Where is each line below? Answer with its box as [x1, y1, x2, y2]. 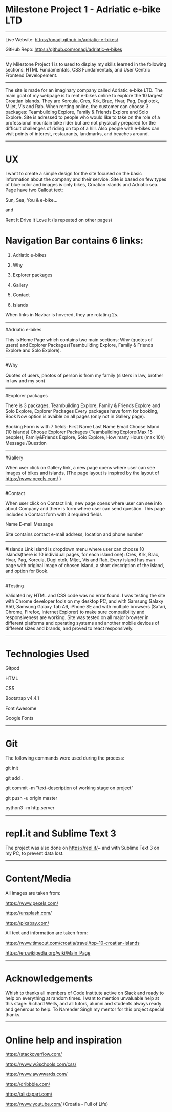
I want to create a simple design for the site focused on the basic [5, 170, 142, 176]
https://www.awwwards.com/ [5, 1071, 68, 1078]
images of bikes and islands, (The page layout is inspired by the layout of [5, 470, 160, 476]
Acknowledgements [5, 973, 93, 984]
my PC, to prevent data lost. [5, 850, 64, 856]
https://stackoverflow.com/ [5, 1051, 62, 1057]
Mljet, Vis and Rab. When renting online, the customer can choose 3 [5, 103, 149, 109]
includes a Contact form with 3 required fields [5, 511, 102, 517]
